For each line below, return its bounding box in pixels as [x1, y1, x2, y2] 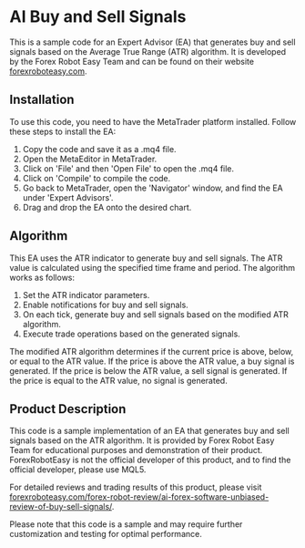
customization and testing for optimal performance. [9, 529, 202, 540]
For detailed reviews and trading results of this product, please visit [9, 481, 262, 493]
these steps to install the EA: [9, 126, 117, 137]
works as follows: [9, 272, 76, 283]
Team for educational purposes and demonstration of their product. [9, 445, 263, 456]
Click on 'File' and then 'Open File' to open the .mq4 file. [22, 162, 235, 174]
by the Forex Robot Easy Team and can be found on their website [9, 56, 255, 67]
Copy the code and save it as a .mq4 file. [22, 143, 177, 154]
